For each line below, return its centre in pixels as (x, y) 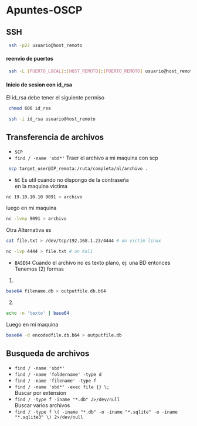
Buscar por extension (40, 392)
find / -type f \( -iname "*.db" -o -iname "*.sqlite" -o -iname (96, 412)
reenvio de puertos (30, 59)
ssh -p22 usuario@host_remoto (45, 45)
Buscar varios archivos (42, 405)
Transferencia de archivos (55, 137)
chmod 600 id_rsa (30, 109)
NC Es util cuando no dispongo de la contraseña (72, 179)
